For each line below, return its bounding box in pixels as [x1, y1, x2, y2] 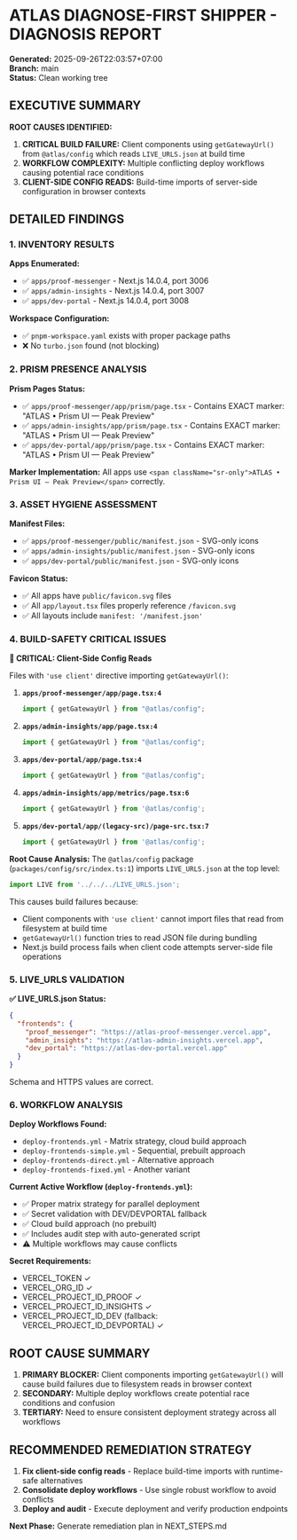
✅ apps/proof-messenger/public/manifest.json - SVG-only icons [21, 536, 259, 546]
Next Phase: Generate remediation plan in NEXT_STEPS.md [9, 1520, 228, 1531]
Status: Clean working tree [9, 72, 108, 82]
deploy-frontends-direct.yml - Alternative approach [21, 1155, 215, 1166]
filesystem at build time [21, 923, 108, 933]
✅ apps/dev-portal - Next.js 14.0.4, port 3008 [21, 295, 189, 306]
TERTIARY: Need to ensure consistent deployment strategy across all [21, 1407, 277, 1418]
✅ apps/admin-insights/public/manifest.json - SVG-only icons [21, 546, 255, 556]
